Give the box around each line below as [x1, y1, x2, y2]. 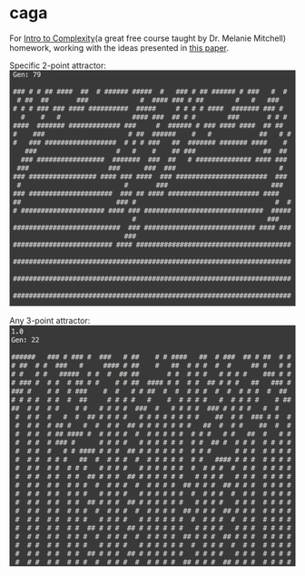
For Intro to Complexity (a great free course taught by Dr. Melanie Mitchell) [9, 33, 287, 44]
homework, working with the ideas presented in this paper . [9, 42, 230, 53]
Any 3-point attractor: [9, 315, 91, 326]
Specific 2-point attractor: [9, 60, 107, 71]
